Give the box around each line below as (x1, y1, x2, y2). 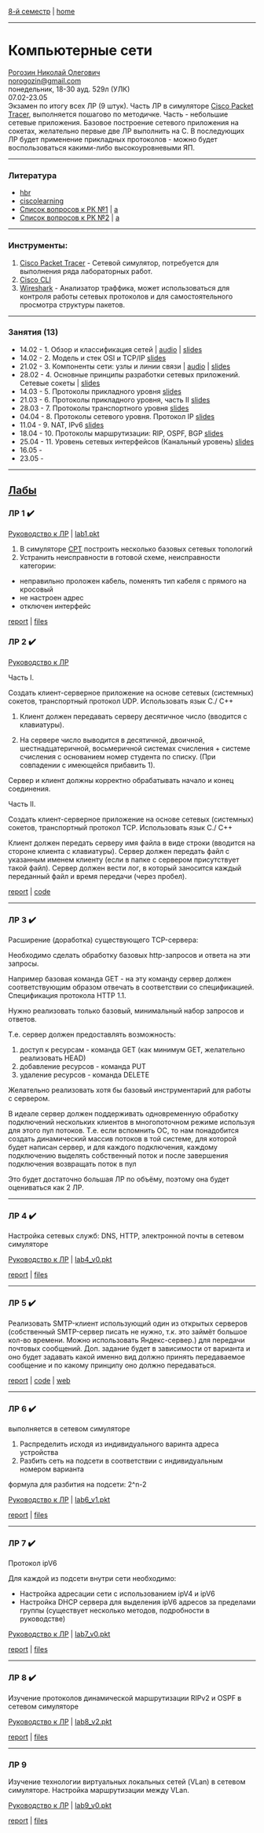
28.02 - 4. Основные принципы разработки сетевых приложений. (19, 369, 240, 379)
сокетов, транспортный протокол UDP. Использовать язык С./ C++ (8, 696, 234, 706)
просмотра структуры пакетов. (19, 299, 126, 310)
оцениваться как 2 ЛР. (8, 1183, 84, 1193)
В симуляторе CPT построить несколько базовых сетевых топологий (19, 544, 253, 554)
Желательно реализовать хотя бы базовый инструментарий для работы (8, 1085, 251, 1095)
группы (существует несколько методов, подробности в (19, 1606, 210, 1616)
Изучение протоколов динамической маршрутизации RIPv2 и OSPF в (8, 1693, 242, 1702)
